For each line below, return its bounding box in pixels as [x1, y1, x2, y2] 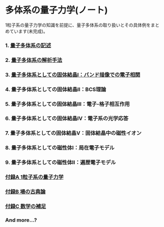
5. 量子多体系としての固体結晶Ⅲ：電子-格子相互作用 [5, 100, 130, 107]
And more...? [5, 217, 37, 224]
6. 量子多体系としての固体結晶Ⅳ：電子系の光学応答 [5, 115, 129, 122]
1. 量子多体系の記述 [5, 42, 51, 49]
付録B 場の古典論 [5, 188, 46, 195]
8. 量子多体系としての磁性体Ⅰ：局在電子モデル [5, 144, 115, 151]
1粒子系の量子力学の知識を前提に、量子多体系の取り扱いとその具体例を [5, 22, 151, 28]
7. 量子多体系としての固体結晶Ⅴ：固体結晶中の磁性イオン [5, 130, 142, 137]
